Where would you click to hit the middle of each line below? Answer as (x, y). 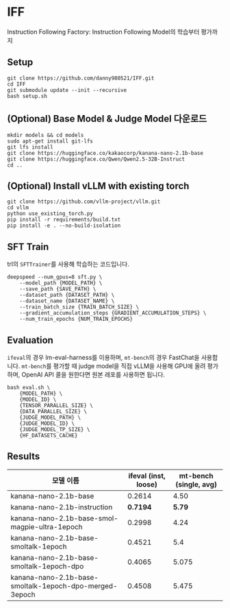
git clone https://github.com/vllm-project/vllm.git (84, 202)
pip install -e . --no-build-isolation (64, 226)
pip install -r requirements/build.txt (64, 220)
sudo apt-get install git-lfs (50, 141)
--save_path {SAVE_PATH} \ (58, 289)
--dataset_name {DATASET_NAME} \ (67, 301)
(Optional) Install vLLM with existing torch (98, 186)
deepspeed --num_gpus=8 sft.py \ (55, 277)
